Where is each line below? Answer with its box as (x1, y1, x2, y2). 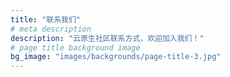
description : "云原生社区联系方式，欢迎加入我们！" (10, 33, 205, 43)
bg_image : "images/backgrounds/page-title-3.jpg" (10, 52, 222, 62)
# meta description (10, 24, 92, 34)
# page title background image (10, 42, 141, 53)
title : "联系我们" (10, 14, 82, 25)
